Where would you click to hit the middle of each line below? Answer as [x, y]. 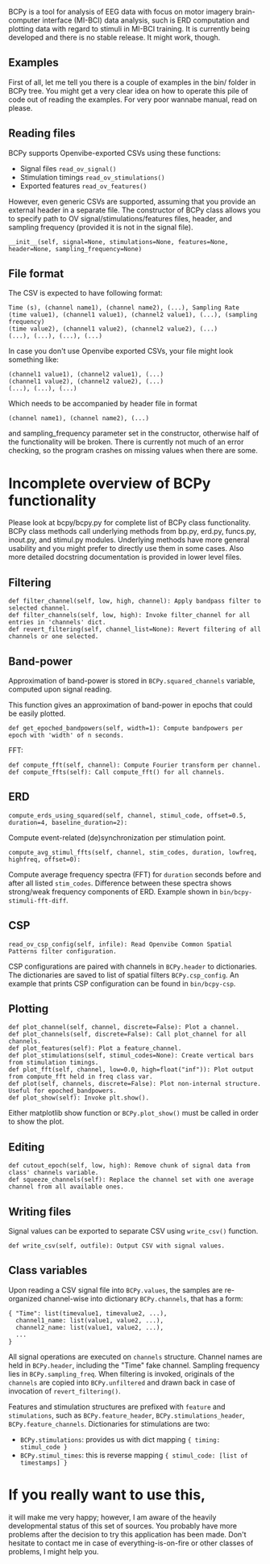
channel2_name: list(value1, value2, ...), [89, 1327]
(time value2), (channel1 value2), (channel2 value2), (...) [113, 329]
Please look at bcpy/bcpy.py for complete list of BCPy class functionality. [130, 523]
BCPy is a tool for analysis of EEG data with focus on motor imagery [121, 12]
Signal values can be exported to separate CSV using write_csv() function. [133, 1231]
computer [25, 20]
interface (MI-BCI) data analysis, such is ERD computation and [146, 20]
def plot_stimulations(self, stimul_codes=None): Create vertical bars [131, 1056]
